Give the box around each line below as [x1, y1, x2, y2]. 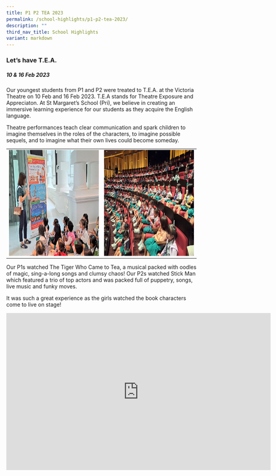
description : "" [6, 22, 47, 28]
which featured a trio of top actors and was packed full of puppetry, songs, [6, 276, 193, 284]
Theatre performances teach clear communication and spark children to [6, 124, 186, 131]
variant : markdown [6, 35, 53, 42]
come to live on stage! [6, 301, 62, 308]
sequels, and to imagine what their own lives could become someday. [6, 137, 179, 144]
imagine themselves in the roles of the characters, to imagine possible [6, 130, 181, 137]
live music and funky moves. [6, 283, 77, 290]
